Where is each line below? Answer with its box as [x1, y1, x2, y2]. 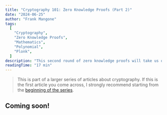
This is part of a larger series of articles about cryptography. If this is [17, 77, 158, 83]
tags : [5, 21, 16, 26]
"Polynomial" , [14, 44, 43, 49]
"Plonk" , [14, 49, 32, 54]
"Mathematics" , [14, 40, 46, 45]
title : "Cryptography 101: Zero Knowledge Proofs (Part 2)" [5, 7, 133, 12]
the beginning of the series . [17, 87, 74, 93]
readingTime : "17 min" [5, 63, 52, 68]
